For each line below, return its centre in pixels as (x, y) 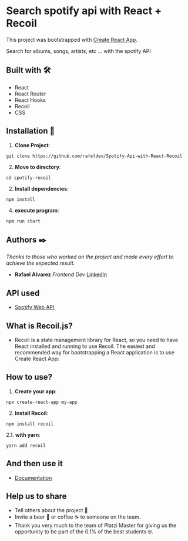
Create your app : (36, 391)
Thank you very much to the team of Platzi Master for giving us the (95, 526)
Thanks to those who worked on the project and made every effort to (90, 257)
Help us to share (36, 497)
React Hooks (30, 100)
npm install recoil (30, 424)
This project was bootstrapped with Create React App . (72, 39)
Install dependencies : (41, 188)
